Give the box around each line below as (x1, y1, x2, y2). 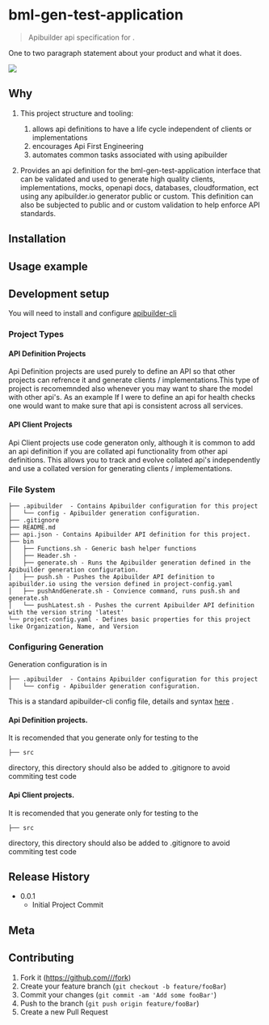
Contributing (8, 951, 74, 965)
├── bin (8, 537, 35, 546)
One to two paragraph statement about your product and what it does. (8, 48, 242, 57)
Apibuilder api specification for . (27, 32, 135, 42)
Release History (8, 870, 90, 884)
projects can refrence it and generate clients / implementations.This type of (8, 375, 260, 385)
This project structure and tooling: (19, 108, 133, 118)
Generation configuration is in (8, 660, 107, 670)
